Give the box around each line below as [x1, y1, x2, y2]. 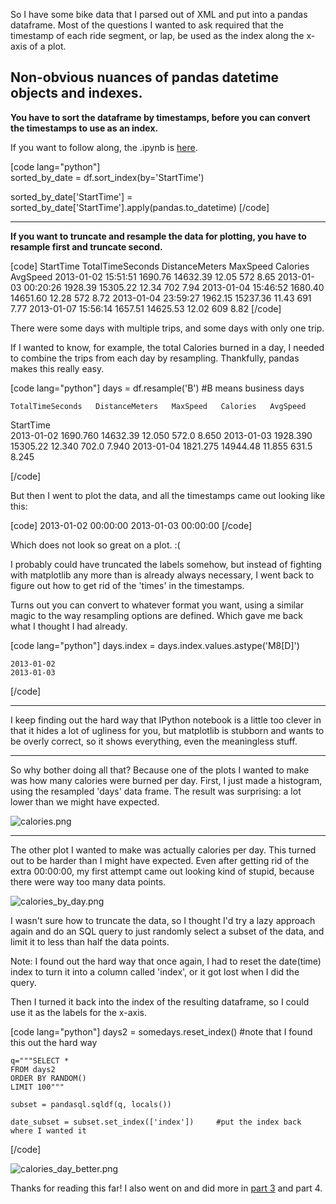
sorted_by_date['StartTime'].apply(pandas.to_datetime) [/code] [10, 201, 270, 213]
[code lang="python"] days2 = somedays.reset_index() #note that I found [10, 1025, 313, 1038]
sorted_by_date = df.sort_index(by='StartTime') [10, 171, 205, 183]
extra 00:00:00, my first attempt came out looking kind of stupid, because [10, 865, 315, 877]
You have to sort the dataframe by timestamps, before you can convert [10, 111, 311, 123]
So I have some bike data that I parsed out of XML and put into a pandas [10, 9, 308, 20]
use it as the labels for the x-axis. [10, 1006, 147, 1018]
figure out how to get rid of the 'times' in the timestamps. [10, 579, 245, 591]
